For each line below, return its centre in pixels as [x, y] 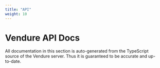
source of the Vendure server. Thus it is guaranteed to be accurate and [76, 56]
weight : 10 [16, 14]
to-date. [13, 61]
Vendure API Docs [43, 38]
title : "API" [18, 9]
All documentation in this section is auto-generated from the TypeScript [77, 51]
